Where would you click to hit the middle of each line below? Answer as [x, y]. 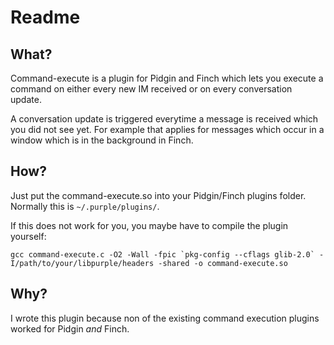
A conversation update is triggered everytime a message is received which [164, 119]
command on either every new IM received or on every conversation [151, 89]
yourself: [28, 236]
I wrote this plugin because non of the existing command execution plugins [165, 318]
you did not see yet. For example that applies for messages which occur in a [167, 129]
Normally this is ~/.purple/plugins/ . [85, 206]
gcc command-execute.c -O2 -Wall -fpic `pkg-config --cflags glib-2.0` [162, 254]
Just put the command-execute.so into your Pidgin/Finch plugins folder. [158, 195]
